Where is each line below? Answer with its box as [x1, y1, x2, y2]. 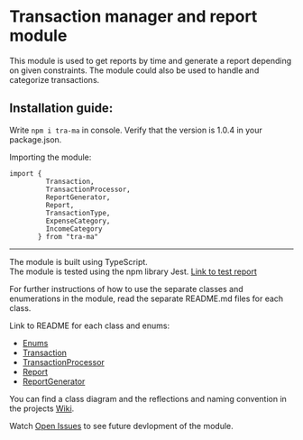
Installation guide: [9, 101, 114, 116]
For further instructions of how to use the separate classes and [9, 283, 243, 294]
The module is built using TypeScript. [9, 256, 149, 267]
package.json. [9, 133, 62, 145]
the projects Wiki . [9, 403, 75, 414]
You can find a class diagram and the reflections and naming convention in [9, 393, 287, 404]
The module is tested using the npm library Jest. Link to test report [9, 266, 257, 277]
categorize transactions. [9, 74, 100, 85]
